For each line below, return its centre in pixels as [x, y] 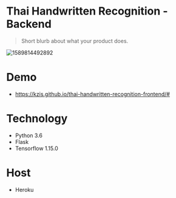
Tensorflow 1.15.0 [37, 148]
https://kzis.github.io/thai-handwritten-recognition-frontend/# [92, 94]
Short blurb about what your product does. [75, 41]
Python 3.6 [29, 135]
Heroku [24, 189]
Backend [29, 24]
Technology [37, 119]
